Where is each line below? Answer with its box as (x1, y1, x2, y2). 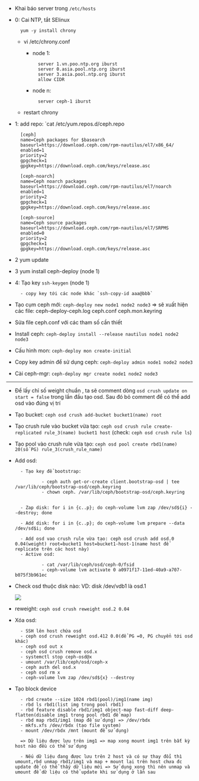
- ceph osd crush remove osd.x (20, 649, 98, 655)
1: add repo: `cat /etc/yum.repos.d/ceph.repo (14, 120, 125, 127)
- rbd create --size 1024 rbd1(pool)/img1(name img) (20, 697, 153, 703)
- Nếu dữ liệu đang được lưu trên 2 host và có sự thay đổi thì (20, 754, 182, 760)
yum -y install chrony (20, 28, 76, 34)
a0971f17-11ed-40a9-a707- (118, 567, 182, 573)
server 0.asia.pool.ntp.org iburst (37, 66, 126, 72)
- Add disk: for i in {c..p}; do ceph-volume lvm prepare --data (20, 520, 185, 526)
